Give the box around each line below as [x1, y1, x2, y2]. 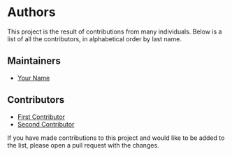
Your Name [17, 73, 50, 82]
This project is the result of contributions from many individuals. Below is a [7, 27, 222, 36]
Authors [7, 4, 56, 20]
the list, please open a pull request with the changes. [7, 141, 159, 149]
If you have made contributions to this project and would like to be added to [7, 134, 225, 142]
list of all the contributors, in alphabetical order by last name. [7, 34, 182, 43]
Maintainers [7, 55, 61, 67]
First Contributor [17, 113, 65, 121]
